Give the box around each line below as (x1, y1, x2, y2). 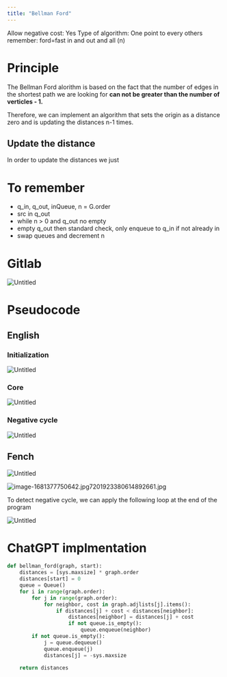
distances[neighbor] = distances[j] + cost (68, 614, 194, 621)
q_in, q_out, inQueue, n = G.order (16, 203, 111, 211)
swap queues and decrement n (16, 232, 105, 240)
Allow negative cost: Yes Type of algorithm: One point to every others (7, 29, 203, 37)
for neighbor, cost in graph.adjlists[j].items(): (43, 601, 191, 608)
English (7, 330, 40, 341)
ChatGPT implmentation (7, 540, 147, 556)
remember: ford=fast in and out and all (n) (7, 36, 125, 45)
